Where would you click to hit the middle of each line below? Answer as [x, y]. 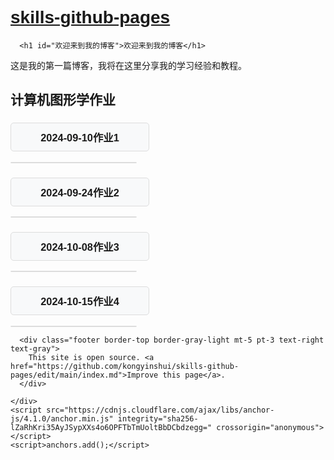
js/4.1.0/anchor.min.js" [62, 418]
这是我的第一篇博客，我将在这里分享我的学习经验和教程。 [128, 65]
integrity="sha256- [158, 418]
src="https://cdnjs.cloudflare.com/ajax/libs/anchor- [160, 410]
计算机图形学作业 [63, 100]
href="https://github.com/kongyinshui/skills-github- [125, 366]
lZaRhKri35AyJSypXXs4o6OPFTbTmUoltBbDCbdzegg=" [111, 427]
